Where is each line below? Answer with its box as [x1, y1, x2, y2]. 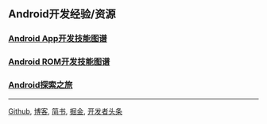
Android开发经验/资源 [8, 7, 116, 21]
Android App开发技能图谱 [8, 33, 107, 44]
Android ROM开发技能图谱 [8, 56, 110, 67]
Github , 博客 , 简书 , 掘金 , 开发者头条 [8, 106, 123, 116]
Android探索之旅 [8, 80, 73, 91]
